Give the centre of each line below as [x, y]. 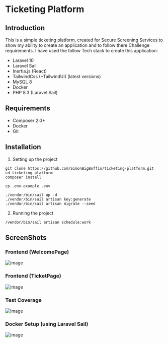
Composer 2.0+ [29, 120]
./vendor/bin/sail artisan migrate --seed [50, 203]
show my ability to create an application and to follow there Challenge [77, 45]
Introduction [25, 28]
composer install [23, 177]
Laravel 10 [23, 60]
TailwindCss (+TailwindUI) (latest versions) [57, 76]
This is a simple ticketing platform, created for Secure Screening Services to [84, 40]
